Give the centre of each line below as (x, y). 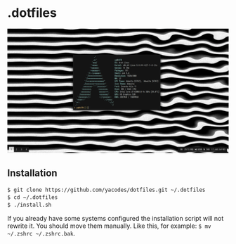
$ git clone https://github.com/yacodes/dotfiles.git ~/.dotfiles (106, 190)
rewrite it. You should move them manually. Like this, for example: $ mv (109, 226)
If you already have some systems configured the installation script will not (116, 218)
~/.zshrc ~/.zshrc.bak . (41, 233)
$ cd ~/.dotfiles (33, 198)
